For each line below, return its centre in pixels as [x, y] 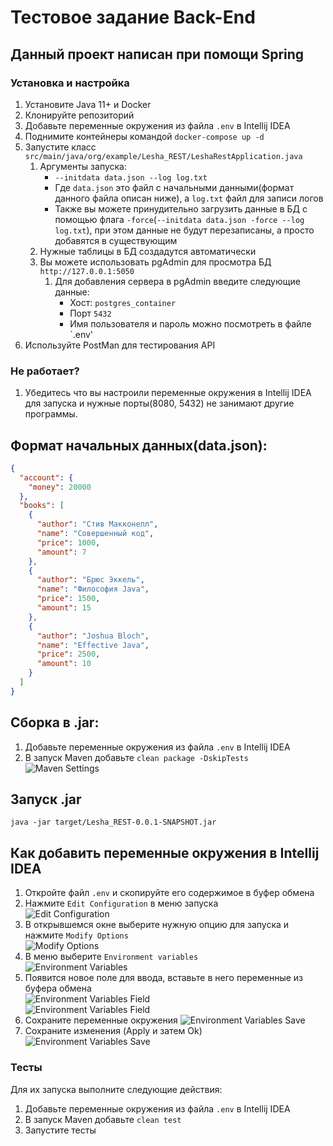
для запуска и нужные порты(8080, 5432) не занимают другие [159, 403]
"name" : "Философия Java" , [93, 589]
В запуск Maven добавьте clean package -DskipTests [136, 757]
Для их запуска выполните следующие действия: [116, 1089]
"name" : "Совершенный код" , [95, 534]
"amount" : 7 [61, 552]
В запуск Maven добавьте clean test [103, 1119]
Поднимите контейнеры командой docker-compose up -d [144, 136]
